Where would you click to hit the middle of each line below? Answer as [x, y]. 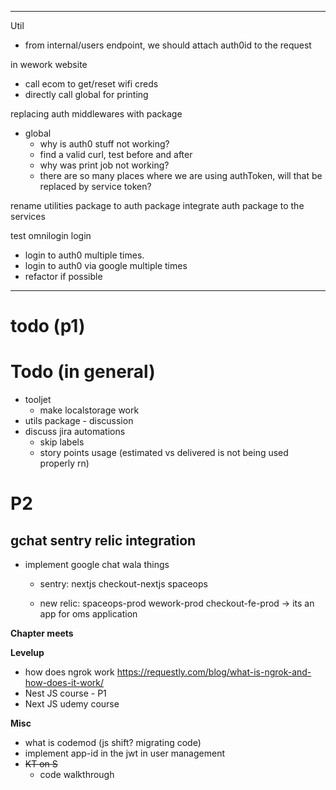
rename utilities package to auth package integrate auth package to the [157, 205]
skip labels [62, 442]
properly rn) [64, 463]
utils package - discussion [79, 421]
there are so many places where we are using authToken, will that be [181, 175]
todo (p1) [48, 326]
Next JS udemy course [72, 704]
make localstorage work [89, 410]
